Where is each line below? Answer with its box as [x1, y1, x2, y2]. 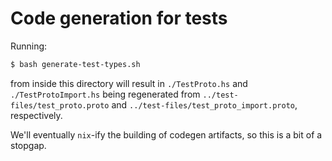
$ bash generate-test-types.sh [10, 59, 141, 69]
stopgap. [10, 139, 47, 151]
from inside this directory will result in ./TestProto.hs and [10, 77, 248, 89]
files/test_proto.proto [10, 100, 110, 111]
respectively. [10, 109, 63, 121]
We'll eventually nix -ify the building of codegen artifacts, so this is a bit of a [10, 128, 323, 141]
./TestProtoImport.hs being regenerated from [10, 88, 201, 100]
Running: [10, 40, 48, 52]
